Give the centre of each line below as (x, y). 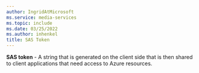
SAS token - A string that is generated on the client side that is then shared (99, 57)
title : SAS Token (28, 40)
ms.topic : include (29, 23)
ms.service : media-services (42, 17)
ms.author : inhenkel (32, 34)
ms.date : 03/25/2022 (32, 29)
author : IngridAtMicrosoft (40, 12)
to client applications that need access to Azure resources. (79, 63)
